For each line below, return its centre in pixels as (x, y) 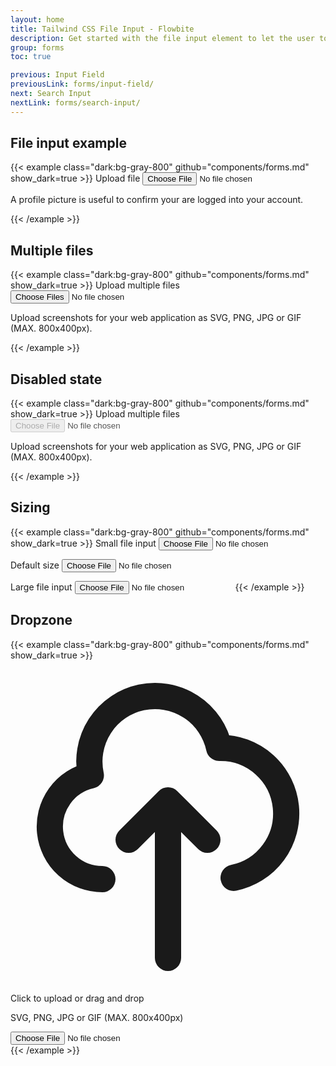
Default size (35, 565)
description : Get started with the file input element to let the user (162, 38)
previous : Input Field (57, 75)
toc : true (31, 57)
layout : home (37, 19)
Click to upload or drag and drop (77, 998)
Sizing (30, 507)
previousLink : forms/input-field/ (82, 84)
